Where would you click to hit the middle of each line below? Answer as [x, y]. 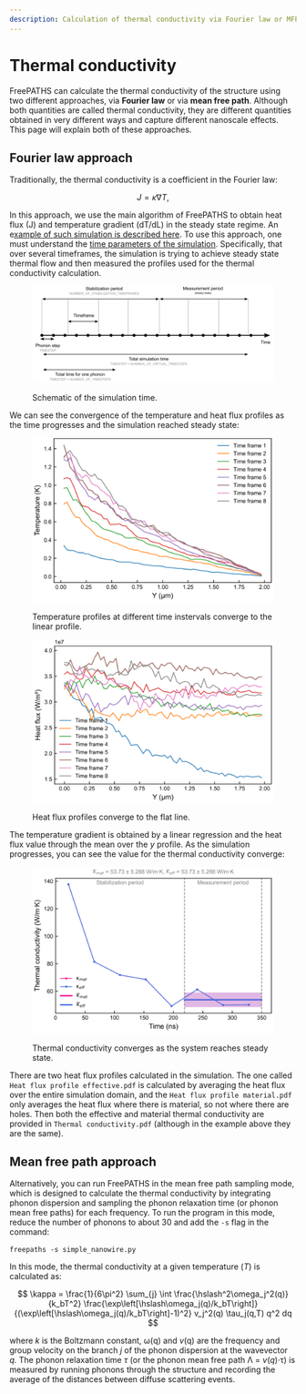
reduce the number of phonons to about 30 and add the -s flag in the [139, 1222]
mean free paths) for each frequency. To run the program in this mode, [142, 1213]
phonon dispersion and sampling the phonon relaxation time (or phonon [144, 1203]
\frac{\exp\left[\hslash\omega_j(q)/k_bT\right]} [171, 1304]
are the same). [36, 1133]
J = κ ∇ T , [153, 198]
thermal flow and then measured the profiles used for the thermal [132, 263]
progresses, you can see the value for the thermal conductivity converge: [147, 854]
